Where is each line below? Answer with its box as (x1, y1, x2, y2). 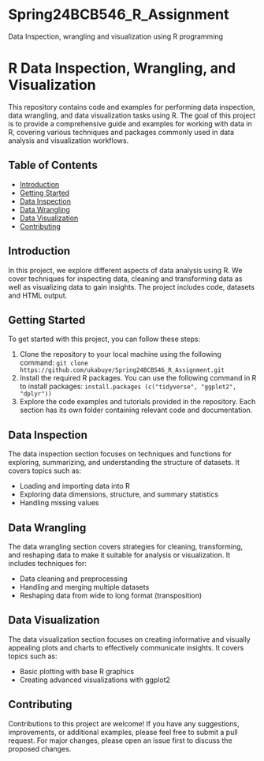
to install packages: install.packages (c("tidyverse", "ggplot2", (19, 381, 236, 392)
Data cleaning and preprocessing (19, 574, 128, 583)
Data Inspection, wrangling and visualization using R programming (8, 32, 223, 41)
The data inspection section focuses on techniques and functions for (8, 449, 232, 459)
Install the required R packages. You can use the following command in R (19, 373, 257, 383)
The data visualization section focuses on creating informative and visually (8, 634, 251, 644)
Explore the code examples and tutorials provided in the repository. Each (19, 397, 256, 407)
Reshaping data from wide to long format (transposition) (19, 590, 203, 600)
